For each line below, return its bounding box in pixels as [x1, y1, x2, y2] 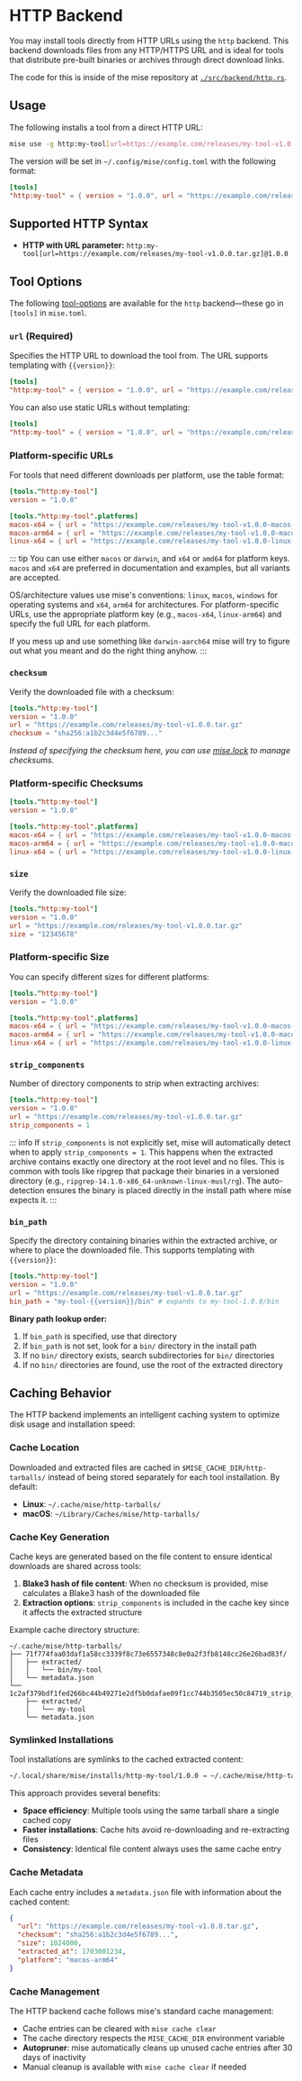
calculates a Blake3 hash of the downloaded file [22, 1588, 200, 1599]
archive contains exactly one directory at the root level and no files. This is [9, 1155, 285, 1167]
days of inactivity [22, 2051, 87, 2062]
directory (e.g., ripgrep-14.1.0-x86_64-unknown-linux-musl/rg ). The [9, 1175, 262, 1186]
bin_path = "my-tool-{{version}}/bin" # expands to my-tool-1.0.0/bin [9, 1297, 280, 1306]
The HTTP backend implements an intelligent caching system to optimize [9, 1410, 280, 1420]
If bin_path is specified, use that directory [22, 1330, 177, 1341]
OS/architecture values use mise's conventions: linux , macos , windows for [9, 589, 279, 600]
